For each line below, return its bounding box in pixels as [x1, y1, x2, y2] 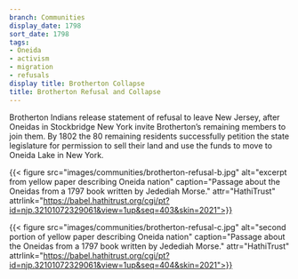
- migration [9, 63, 53, 72]
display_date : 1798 [9, 21, 82, 30]
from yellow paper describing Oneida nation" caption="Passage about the [9, 176, 280, 187]
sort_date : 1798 [9, 29, 69, 38]
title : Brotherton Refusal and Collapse [9, 87, 162, 96]
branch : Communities [9, 12, 86, 22]
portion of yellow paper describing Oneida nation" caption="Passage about [9, 231, 286, 242]
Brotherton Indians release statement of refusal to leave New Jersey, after [9, 112, 280, 123]
